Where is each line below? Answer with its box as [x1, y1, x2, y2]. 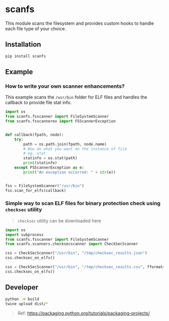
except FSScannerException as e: [14, 165, 84, 170]
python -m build [5, 296, 39, 301]
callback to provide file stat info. [5, 99, 72, 105]
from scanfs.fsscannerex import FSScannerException [5, 119, 116, 124]
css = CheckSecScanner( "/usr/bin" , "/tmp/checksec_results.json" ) [5, 251, 147, 256]
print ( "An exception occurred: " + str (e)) [23, 170, 116, 175]
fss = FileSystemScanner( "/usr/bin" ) [5, 183, 84, 188]
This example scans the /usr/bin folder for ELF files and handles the [5, 94, 147, 100]
